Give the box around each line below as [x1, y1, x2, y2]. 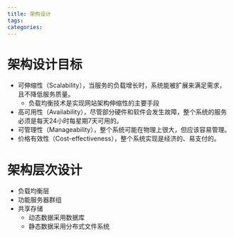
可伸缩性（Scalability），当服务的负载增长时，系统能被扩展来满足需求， [17, 81, 226, 89]
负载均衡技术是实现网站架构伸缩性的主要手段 [28, 99, 160, 107]
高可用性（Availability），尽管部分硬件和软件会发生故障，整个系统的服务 [17, 108, 228, 116]
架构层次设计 [7, 162, 83, 178]
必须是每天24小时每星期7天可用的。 [17, 116, 123, 125]
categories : [7, 23, 43, 31]
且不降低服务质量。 [17, 90, 75, 99]
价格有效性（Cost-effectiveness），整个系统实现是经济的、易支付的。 [17, 134, 220, 143]
